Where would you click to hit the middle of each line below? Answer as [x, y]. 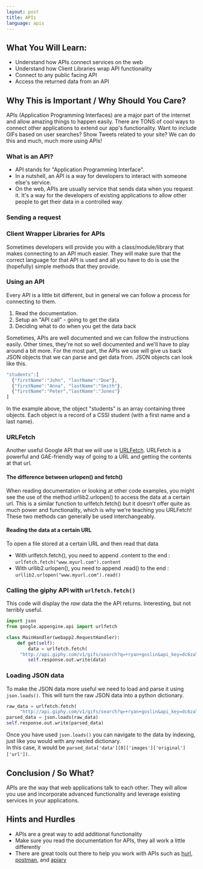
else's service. [33, 183]
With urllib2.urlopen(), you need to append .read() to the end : [92, 568]
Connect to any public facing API [56, 75]
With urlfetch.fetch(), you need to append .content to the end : [92, 555]
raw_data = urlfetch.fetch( [42, 706]
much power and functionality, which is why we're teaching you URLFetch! [99, 510]
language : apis [25, 23]
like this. [17, 363]
